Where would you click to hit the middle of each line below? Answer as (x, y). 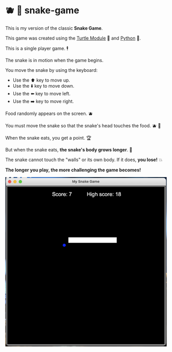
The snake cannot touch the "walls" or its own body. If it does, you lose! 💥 (84, 160)
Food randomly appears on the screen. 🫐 (49, 113)
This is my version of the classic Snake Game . (54, 28)
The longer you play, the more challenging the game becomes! (73, 170)
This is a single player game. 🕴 (37, 48)
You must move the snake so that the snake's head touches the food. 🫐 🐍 (83, 125)
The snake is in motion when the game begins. (55, 60)
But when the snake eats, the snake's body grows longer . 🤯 (69, 149)
